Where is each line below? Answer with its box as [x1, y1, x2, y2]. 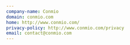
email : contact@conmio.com [6, 30, 72, 36]
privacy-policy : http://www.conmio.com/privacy [6, 25, 125, 31]
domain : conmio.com [6, 14, 54, 20]
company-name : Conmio [6, 8, 59, 15]
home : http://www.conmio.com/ [6, 19, 80, 25]
